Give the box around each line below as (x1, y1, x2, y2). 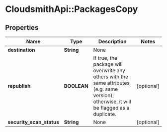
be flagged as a (93, 105, 130, 111)
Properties (5, 23, 39, 32)
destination (7, 46, 35, 53)
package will (93, 61, 123, 68)
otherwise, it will (93, 98, 131, 105)
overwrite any (93, 67, 126, 74)
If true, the (93, 55, 118, 61)
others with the (93, 73, 128, 80)
